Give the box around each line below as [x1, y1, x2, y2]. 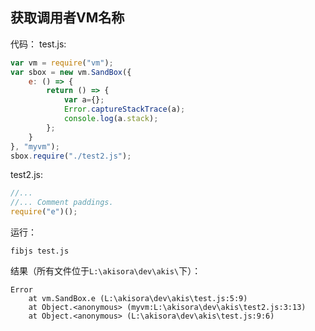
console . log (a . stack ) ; [63, 114, 159, 124]
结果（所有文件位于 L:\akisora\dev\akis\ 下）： [10, 265, 202, 277]
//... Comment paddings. [10, 198, 114, 208]
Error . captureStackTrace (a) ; [63, 104, 186, 115]
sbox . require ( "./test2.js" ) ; [10, 151, 132, 161]
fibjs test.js [10, 246, 70, 257]
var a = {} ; [63, 95, 105, 105]
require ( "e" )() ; [10, 207, 78, 217]
